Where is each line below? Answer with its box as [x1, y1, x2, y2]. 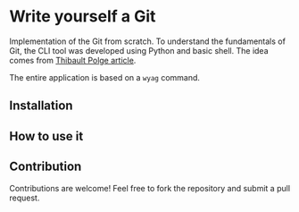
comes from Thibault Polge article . [9, 55, 137, 65]
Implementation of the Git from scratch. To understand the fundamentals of [9, 36, 286, 47]
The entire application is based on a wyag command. [9, 72, 201, 82]
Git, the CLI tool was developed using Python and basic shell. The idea [9, 45, 270, 55]
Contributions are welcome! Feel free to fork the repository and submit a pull [9, 182, 291, 193]
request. [9, 192, 40, 203]
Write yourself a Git [9, 6, 156, 27]
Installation [9, 98, 73, 114]
